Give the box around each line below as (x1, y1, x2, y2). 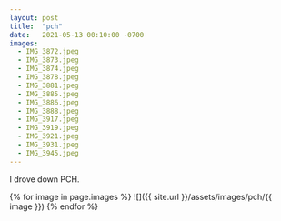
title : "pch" (9, 22, 64, 31)
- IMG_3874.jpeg (17, 65, 79, 74)
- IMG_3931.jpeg (17, 140, 79, 149)
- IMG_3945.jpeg (17, 148, 79, 157)
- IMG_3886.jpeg (17, 97, 79, 107)
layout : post (9, 13, 59, 23)
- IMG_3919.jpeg (17, 124, 79, 133)
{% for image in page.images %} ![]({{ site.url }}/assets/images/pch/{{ (9, 191, 273, 202)
